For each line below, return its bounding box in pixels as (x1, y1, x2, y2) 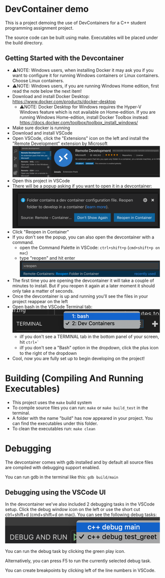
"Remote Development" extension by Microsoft (12, 140, 108, 146)
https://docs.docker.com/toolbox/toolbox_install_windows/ (19, 119, 138, 125)
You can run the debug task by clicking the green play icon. (5, 548, 125, 554)
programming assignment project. (5, 25, 74, 31)
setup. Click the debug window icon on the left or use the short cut (5, 507, 140, 512)
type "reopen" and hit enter (19, 255, 75, 261)
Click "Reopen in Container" (12, 229, 69, 235)
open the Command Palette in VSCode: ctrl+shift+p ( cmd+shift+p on (19, 245, 160, 251)
